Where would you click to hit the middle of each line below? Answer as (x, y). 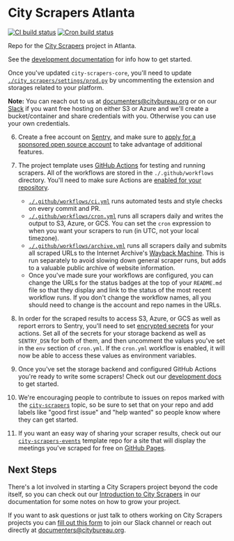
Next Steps (32, 470)
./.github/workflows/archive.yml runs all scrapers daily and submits (127, 245)
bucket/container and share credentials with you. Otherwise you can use (112, 116)
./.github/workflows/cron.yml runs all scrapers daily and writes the (126, 216)
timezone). (44, 238)
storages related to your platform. (56, 87)
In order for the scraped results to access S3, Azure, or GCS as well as (119, 318)
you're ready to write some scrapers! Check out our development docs (120, 376)
